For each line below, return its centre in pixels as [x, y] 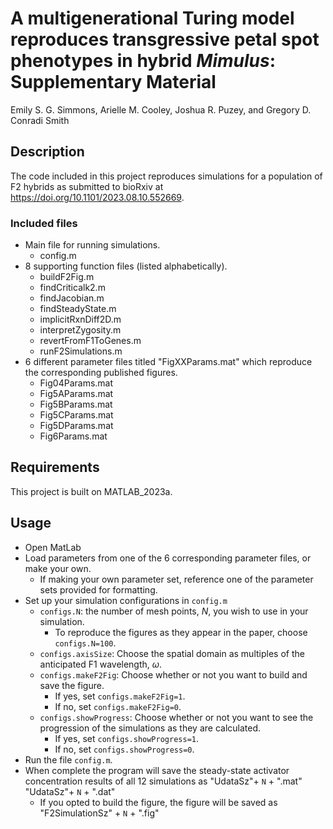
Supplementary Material [113, 82]
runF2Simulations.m [81, 351]
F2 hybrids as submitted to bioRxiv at [87, 186]
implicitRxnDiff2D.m [80, 319]
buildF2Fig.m [67, 277]
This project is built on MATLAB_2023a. [91, 491]
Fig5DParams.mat [76, 426]
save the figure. [72, 685]
